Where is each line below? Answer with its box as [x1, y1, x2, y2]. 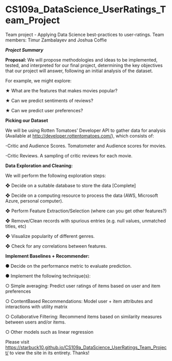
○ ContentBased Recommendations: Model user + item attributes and [5, 298, 153, 304]
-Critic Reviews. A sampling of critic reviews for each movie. [5, 152, 133, 158]
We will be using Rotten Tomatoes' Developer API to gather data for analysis [5, 127, 166, 133]
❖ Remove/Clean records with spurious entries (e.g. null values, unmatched [5, 217, 166, 224]
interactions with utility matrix [5, 304, 68, 310]
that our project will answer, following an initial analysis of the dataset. [5, 68, 154, 74]
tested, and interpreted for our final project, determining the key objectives [5, 62, 163, 68]
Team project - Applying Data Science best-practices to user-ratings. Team [5, 31, 164, 37]
